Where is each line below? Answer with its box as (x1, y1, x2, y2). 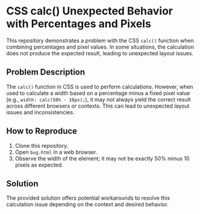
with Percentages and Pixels (6, 17, 152, 31)
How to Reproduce (6, 126, 77, 136)
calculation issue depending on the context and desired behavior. (6, 201, 169, 208)
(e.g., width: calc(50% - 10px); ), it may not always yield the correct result (6, 96, 191, 103)
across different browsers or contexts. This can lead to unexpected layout (6, 102, 190, 109)
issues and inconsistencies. (6, 108, 75, 115)
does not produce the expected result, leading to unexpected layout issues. (6, 49, 194, 57)
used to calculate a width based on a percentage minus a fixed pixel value (6, 89, 190, 97)
